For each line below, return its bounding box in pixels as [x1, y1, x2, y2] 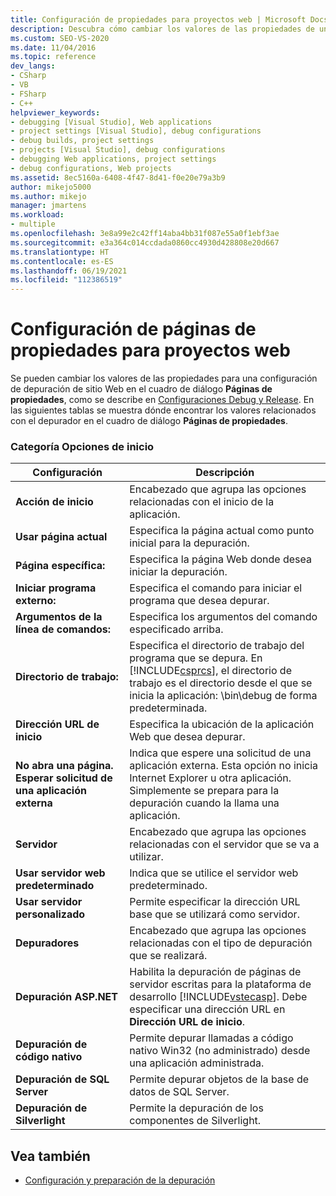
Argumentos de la [15, 610, 103, 624]
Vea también [10, 1147, 91, 1165]
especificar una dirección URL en [129, 1002, 286, 1016]
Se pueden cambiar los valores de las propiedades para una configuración [10, 372, 318, 385]
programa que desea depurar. [129, 594, 270, 608]
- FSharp [10, 89, 47, 99]
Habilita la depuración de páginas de [129, 965, 302, 979]
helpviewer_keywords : [10, 107, 101, 118]
